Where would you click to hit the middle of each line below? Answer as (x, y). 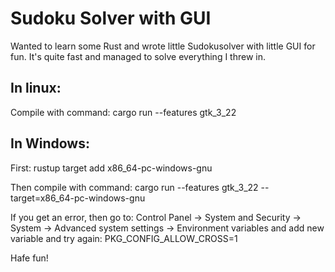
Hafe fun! (29, 258)
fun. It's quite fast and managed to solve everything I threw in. (138, 56)
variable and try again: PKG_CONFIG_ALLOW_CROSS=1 (124, 238)
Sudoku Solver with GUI (111, 18)
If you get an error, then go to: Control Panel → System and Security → (156, 217)
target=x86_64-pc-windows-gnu (78, 198)
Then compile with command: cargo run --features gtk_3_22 (134, 187)
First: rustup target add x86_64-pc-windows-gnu (111, 168)
